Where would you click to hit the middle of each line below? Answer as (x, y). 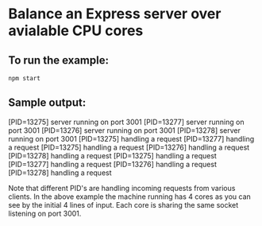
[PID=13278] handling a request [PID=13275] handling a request (112, 155)
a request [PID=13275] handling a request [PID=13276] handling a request (129, 147)
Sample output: (47, 103)
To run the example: (59, 60)
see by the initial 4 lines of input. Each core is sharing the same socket (123, 205)
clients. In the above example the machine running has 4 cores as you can (130, 197)
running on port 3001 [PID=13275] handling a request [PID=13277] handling (131, 138)
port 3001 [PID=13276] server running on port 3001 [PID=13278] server (124, 130)
